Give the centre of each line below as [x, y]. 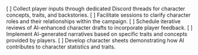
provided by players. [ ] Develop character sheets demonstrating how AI [95, 40]
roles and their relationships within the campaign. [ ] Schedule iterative [94, 21]
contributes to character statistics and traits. [61, 47]
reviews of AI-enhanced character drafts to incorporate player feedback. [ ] [100, 27]
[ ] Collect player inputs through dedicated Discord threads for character [96, 9]
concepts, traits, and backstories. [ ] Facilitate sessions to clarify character [98, 15]
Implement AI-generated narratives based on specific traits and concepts [97, 34]
